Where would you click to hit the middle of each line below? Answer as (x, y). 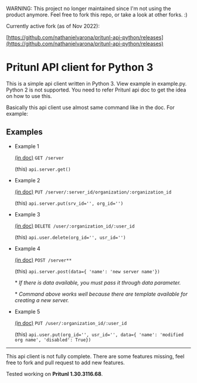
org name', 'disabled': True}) (53, 340)
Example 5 (27, 311)
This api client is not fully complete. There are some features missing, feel (95, 356)
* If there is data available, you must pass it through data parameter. (98, 282)
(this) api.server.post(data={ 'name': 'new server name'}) (87, 271)
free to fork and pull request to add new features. (65, 362)
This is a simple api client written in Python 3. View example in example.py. (96, 83)
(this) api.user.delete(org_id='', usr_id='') (70, 237)
